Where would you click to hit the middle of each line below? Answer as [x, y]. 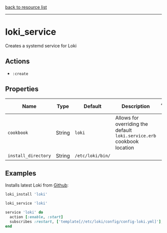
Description [136, 106]
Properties [22, 89]
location [125, 147]
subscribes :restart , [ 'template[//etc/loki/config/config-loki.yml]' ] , [86, 222]
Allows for [127, 117]
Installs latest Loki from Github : [37, 185]
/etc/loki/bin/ [92, 156]
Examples [21, 173]
